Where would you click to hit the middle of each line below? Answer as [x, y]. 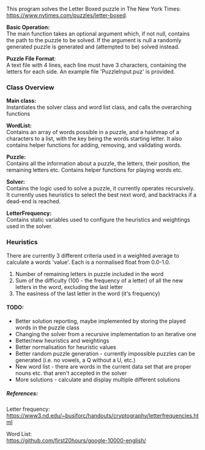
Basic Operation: [28, 27]
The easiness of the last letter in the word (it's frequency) [88, 293]
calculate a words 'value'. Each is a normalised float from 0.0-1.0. [88, 262]
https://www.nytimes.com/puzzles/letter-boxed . [67, 15]
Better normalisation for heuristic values [65, 347]
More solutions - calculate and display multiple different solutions [98, 380]
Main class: [21, 101]
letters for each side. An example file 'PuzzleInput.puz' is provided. [91, 72]
